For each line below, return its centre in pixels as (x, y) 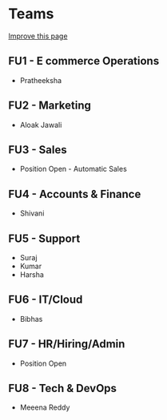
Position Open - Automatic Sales (74, 169)
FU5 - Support (44, 238)
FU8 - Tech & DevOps (63, 388)
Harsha (32, 275)
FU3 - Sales (38, 150)
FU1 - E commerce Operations (84, 61)
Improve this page (38, 36)
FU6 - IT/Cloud (46, 300)
